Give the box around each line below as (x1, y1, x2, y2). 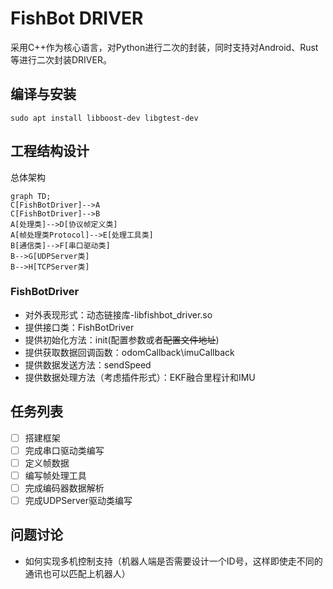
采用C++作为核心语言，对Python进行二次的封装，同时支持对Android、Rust (10, 41, 319, 53)
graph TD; (10, 191, 52, 201)
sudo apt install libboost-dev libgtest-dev (10, 113, 199, 123)
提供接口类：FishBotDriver (24, 321, 135, 333)
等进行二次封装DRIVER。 (10, 53, 112, 66)
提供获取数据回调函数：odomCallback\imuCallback (24, 346, 235, 358)
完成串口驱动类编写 (24, 444, 105, 456)
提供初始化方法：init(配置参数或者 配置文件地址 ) (24, 333, 220, 346)
